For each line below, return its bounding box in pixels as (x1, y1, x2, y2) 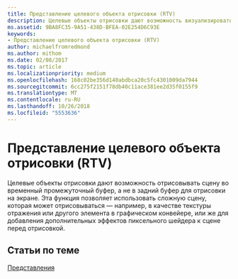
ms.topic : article (7, 63, 62, 70)
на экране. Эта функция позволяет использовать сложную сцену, (7, 193, 207, 202)
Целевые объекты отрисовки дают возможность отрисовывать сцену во (7, 178, 229, 187)
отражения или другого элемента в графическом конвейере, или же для (7, 209, 229, 217)
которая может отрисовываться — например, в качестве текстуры (7, 201, 211, 209)
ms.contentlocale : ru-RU (7, 97, 81, 104)
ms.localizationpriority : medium (7, 70, 106, 77)
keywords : (7, 30, 37, 38)
